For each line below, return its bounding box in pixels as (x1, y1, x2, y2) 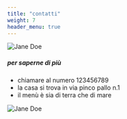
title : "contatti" (7, 10, 61, 17)
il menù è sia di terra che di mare (17, 91, 112, 99)
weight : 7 (7, 17, 36, 24)
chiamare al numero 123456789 (17, 76, 110, 85)
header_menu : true (7, 23, 61, 30)
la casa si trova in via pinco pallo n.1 (17, 83, 120, 92)
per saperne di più (7, 58, 61, 66)
